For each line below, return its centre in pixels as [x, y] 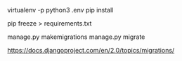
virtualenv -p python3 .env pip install [60, 10]
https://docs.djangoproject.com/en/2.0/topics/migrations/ [91, 50]
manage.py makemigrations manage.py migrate [76, 37]
